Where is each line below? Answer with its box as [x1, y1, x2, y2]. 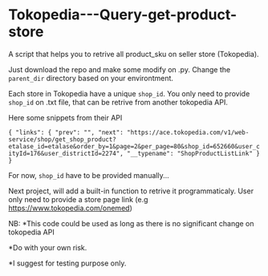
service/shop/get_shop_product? [8, 135, 116, 144]
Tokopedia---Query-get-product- [8, 6, 238, 24]
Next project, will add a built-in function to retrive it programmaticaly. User [8, 186, 254, 196]
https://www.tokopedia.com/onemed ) [8, 203, 132, 213]
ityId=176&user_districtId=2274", [8, 149, 124, 157]
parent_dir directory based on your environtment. [8, 73, 174, 83]
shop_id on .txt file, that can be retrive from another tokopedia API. [8, 97, 229, 107]
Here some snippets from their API [8, 112, 123, 122]
